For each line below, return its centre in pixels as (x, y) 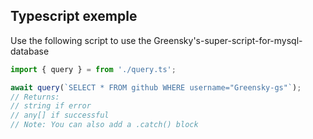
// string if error (51, 106)
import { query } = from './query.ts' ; (93, 69)
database (30, 51)
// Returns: (35, 97)
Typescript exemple (74, 16)
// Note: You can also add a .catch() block (104, 125)
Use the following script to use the (81, 40)
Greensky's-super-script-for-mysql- (228, 40)
